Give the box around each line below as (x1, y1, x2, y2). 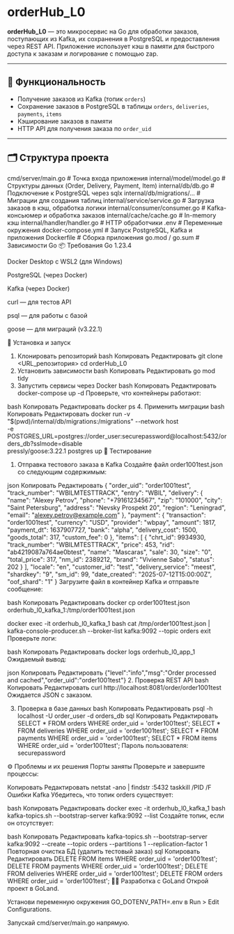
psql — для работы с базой (7, 311, 88, 319)
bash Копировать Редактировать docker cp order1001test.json (7, 598, 190, 606)
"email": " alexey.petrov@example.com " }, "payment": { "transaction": (7, 510, 207, 519)
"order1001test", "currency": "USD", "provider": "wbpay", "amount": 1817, (7, 518, 216, 526)
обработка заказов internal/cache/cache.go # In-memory (48, 210, 217, 220)
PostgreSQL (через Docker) (7, 270, 88, 279)
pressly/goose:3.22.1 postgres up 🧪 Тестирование (7, 447, 152, 455)
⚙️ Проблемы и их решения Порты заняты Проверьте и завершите (7, 762, 205, 770)
